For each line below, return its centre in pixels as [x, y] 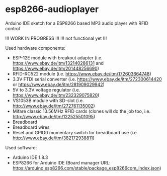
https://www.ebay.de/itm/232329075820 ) [56, 95]
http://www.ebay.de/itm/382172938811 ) [53, 138]
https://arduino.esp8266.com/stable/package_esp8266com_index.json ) [87, 168]
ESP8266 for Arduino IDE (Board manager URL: [61, 162]
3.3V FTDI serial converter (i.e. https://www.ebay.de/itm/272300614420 [87, 79]
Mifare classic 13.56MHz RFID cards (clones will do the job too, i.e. [81, 111]
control [13, 28]
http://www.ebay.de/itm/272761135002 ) [54, 106]
